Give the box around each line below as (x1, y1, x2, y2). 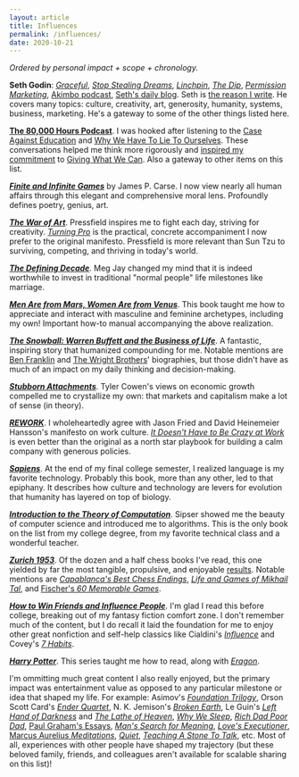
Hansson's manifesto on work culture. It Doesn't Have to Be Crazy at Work (9, 427, 285, 438)
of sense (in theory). (9, 400, 85, 411)
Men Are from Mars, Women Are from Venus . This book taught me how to (9, 299, 286, 310)
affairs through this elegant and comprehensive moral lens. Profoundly (9, 190, 269, 201)
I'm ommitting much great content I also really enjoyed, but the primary (9, 673, 270, 684)
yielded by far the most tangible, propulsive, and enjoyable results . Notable (9, 564, 286, 575)
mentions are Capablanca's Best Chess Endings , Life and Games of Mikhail (9, 573, 288, 585)
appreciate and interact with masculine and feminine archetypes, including (9, 309, 284, 320)
